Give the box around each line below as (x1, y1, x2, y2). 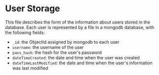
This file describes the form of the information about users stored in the (5, 19, 150, 25)
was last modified (12, 65, 48, 71)
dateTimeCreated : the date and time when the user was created (12, 54, 140, 60)
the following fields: (5, 29, 45, 35)
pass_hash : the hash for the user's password (12, 50, 102, 55)
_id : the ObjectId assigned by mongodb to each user (12, 39, 120, 45)
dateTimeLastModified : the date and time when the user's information (12, 60, 153, 66)
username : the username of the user (12, 44, 84, 50)
